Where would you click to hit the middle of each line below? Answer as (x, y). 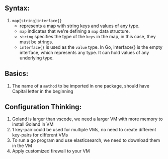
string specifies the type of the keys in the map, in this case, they (88, 36)
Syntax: (17, 8)
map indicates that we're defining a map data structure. (75, 31)
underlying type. (36, 58)
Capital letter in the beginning (43, 91)
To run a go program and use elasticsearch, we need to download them (86, 140)
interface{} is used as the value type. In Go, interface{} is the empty (91, 47)
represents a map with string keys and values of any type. (79, 26)
